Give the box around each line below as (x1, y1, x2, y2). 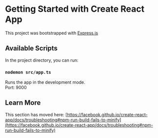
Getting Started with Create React (5, 3, 145, 15)
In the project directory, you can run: (5, 57, 79, 63)
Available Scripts (5, 44, 58, 52)
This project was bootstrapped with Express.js (5, 30, 99, 36)
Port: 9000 (5, 85, 27, 91)
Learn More (5, 99, 41, 107)
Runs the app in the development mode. (5, 79, 85, 85)
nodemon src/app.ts (5, 69, 51, 75)
